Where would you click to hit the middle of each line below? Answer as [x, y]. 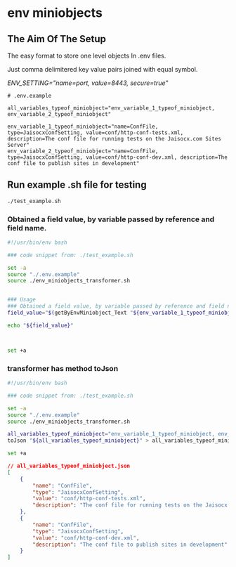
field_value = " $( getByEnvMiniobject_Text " [70, 313]
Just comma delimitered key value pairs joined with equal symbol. [103, 69]
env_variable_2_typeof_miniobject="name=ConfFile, [83, 151]
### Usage [22, 300]
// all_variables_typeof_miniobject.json [69, 466]
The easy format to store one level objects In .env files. [87, 56]
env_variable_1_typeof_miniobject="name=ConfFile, [83, 126]
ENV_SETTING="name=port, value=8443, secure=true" [88, 83]
